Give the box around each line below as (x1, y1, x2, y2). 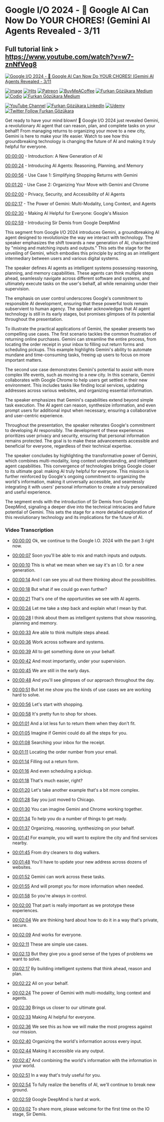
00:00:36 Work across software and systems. (12, 639, 105, 645)
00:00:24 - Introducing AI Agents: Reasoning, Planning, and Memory (5, 163, 143, 169)
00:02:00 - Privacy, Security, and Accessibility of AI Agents (5, 191, 125, 197)
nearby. (12, 840, 28, 846)
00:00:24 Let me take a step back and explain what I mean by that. (12, 605, 147, 611)
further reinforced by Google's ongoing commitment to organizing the (5, 474, 146, 479)
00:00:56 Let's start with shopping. (12, 701, 84, 707)
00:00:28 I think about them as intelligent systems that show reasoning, (12, 615, 157, 621)
